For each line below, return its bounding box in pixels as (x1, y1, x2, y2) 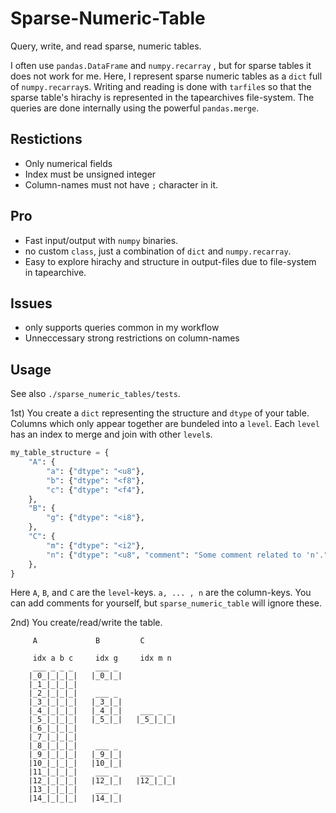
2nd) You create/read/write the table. (10, 617, 163, 629)
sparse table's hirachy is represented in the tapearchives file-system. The (10, 91, 315, 103)
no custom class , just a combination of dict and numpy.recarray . (24, 245, 292, 257)
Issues (10, 295, 53, 312)
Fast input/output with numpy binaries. (24, 234, 179, 246)
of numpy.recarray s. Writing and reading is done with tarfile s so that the (10, 80, 312, 92)
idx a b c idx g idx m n (32, 653, 172, 664)
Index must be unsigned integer (24, 168, 157, 180)
